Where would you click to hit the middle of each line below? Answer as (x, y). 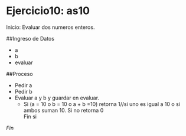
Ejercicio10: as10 (48, 11)
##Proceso (20, 74)
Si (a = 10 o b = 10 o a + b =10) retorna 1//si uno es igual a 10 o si (102, 104)
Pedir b (23, 91)
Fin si (30, 117)
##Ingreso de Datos (30, 38)
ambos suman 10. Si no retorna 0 (63, 110)
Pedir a (23, 85)
